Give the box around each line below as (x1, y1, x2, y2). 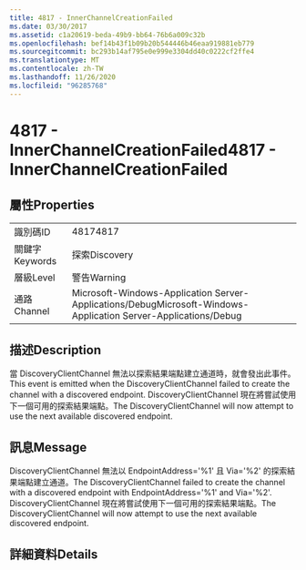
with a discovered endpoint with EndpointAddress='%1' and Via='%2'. (9, 487, 272, 498)
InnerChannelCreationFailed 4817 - (9, 139, 277, 160)
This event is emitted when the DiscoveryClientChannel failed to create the (9, 379, 291, 390)
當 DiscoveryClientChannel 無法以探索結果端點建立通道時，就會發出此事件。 (9, 368, 296, 379)
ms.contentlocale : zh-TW (9, 65, 104, 74)
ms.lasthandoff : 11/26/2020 (9, 73, 117, 82)
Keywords (14, 254, 57, 267)
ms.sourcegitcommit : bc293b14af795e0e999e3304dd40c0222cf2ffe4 (9, 47, 255, 56)
